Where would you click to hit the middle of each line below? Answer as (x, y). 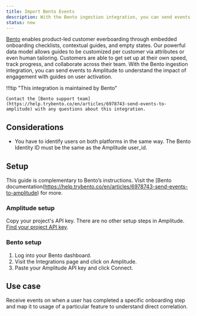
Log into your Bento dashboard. (53, 255)
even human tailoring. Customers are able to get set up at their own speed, (97, 58)
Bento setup (24, 242)
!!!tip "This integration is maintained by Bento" (62, 88)
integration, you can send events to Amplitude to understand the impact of (96, 71)
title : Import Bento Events (41, 11)
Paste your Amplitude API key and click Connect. (74, 268)
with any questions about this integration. (90, 109)
